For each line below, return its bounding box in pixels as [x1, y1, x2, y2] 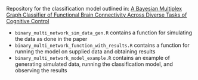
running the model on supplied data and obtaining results [14, 48, 156, 55]
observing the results [14, 67, 67, 73]
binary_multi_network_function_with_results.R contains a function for [14, 41, 190, 49]
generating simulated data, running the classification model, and [14, 60, 173, 68]
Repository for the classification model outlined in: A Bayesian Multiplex [6, 5, 182, 12]
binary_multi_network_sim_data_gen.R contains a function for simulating [14, 29, 193, 36]
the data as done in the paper [14, 36, 88, 42]
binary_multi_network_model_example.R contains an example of [14, 55, 170, 61]
